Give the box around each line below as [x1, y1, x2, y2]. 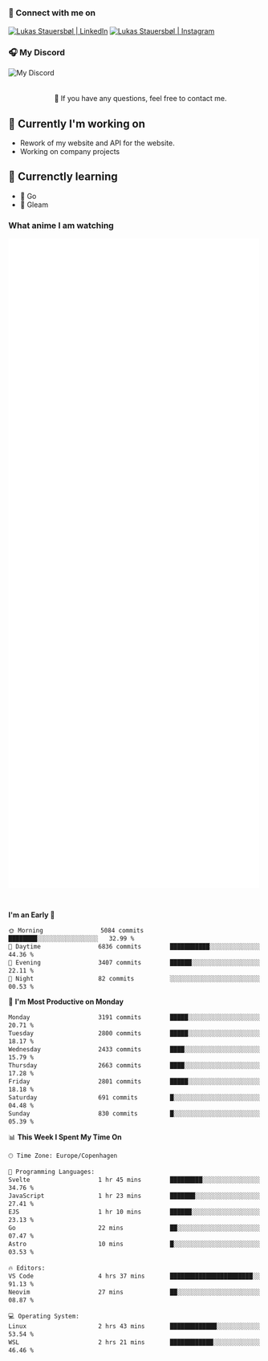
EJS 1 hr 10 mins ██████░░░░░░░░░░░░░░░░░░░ [8, 1208, 261, 1217]
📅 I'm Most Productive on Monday [8, 997, 124, 1006]
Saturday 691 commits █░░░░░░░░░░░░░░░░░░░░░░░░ [8, 1094, 261, 1102]
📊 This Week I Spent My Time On [8, 1132, 122, 1142]
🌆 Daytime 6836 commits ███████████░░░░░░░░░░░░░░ [8, 943, 261, 951]
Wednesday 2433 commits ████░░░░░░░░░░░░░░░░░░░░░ [8, 1046, 261, 1054]
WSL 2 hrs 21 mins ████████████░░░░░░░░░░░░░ [8, 1339, 261, 1347]
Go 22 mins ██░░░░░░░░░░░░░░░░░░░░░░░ [8, 1224, 261, 1233]
